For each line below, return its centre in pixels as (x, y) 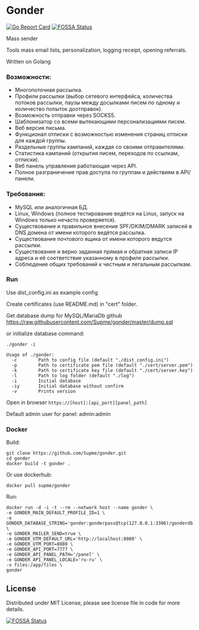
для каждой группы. (41, 141)
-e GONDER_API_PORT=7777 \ (40, 550)
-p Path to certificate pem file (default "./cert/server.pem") (102, 365)
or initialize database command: (45, 333)
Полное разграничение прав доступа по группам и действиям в (97, 172)
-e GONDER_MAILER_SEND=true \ (44, 534)
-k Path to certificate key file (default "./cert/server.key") (102, 370)
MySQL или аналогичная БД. (51, 207)
